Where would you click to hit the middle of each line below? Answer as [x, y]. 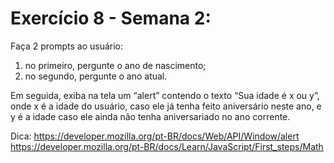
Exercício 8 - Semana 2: [111, 18]
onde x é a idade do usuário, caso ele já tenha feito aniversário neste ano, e [166, 106]
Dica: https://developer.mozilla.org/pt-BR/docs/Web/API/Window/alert [155, 136]
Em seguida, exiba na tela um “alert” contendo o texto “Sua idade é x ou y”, [165, 95]
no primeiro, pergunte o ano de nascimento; [115, 65]
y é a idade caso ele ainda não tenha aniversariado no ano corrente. [150, 116]
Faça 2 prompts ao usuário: [67, 46]
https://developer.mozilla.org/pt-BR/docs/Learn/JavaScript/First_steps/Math [167, 146]
